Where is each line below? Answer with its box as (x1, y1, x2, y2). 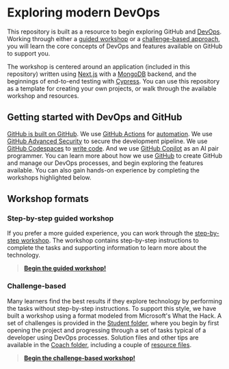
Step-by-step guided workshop (7, 214, 114, 223)
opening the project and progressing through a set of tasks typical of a (7, 326, 206, 334)
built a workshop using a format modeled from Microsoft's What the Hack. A (7, 311, 222, 320)
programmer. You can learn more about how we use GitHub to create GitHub (7, 151, 223, 160)
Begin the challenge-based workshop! (23, 354, 135, 362)
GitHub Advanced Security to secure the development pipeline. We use (7, 137, 208, 145)
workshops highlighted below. (7, 173, 92, 181)
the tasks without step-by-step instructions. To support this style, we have (7, 304, 217, 312)
